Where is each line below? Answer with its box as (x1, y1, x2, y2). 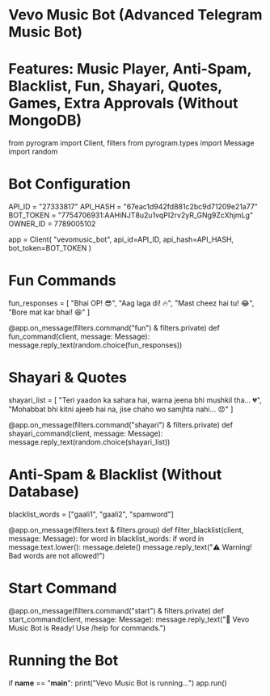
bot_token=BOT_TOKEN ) (8, 243, 91, 253)
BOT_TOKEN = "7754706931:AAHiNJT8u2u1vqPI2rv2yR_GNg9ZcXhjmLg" (8, 210, 253, 220)
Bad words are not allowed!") (8, 550, 105, 560)
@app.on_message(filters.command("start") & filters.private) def (8, 605, 225, 615)
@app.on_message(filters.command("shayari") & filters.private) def (8, 420, 233, 429)
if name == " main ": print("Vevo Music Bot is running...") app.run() (8, 677, 228, 688)
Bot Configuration (8, 175, 131, 193)
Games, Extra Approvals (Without (8, 95, 238, 112)
